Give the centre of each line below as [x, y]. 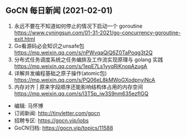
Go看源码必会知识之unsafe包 [49, 45]
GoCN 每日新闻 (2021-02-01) [59, 11]
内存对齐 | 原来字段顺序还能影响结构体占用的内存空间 [78, 87]
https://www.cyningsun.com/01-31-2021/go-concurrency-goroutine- [97, 32]
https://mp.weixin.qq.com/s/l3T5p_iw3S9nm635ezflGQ [81, 93]
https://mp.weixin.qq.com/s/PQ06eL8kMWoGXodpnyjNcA [85, 80]
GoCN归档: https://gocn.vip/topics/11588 [63, 128]
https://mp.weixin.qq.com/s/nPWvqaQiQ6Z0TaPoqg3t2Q [83, 53]
